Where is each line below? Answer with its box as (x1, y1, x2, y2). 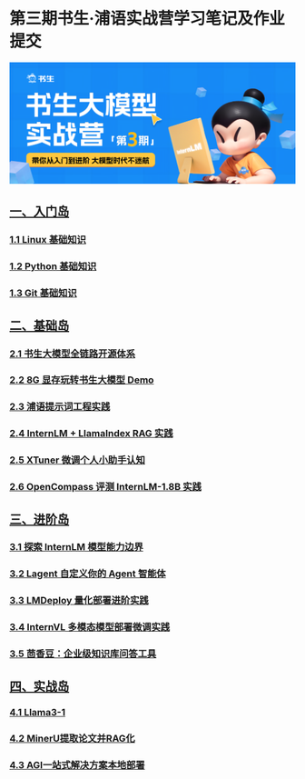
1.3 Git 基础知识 (9, 287, 77, 300)
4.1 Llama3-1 (9, 706, 66, 719)
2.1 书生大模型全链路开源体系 (9, 347, 136, 360)
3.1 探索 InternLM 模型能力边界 (9, 541, 143, 554)
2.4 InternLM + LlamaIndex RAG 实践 (9, 427, 173, 440)
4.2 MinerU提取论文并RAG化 (9, 733, 136, 745)
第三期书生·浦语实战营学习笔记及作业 (9, 8, 286, 29)
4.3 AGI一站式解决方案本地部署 (9, 759, 145, 772)
